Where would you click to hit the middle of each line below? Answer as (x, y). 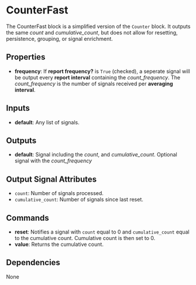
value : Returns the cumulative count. (59, 244)
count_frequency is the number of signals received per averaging (94, 84)
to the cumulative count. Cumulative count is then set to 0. (85, 238)
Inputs (18, 108)
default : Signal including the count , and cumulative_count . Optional (96, 155)
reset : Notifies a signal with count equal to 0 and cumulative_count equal (102, 232)
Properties (26, 57)
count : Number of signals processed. (59, 193)
